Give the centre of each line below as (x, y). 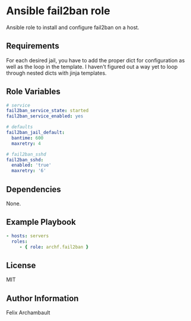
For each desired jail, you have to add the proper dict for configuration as (95, 60)
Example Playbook (41, 222)
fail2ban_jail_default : (36, 133)
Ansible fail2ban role (58, 11)
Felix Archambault (28, 313)
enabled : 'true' (31, 165)
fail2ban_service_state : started (47, 111)
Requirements (33, 46)
